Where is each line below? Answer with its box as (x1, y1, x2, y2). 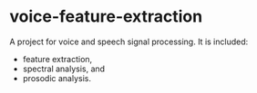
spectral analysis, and (22, 63, 106, 74)
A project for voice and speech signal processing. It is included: (9, 36, 249, 47)
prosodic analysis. (22, 72, 92, 83)
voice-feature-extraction (9, 6, 203, 27)
